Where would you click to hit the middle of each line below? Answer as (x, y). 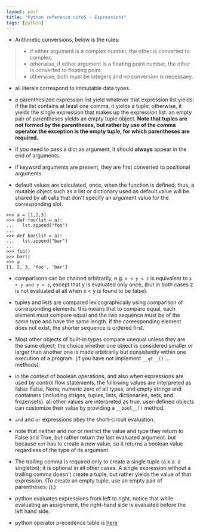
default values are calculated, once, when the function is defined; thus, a (104, 185)
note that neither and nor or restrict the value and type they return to (99, 431)
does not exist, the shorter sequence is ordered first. (79, 328)
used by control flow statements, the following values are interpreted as (103, 383)
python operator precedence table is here (66, 523)
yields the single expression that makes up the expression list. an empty (103, 112)
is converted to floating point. (66, 70)
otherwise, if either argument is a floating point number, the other (110, 64)
